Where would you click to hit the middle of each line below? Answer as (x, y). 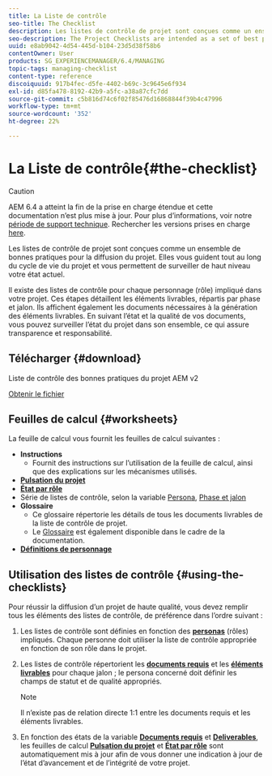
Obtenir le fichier (36, 393)
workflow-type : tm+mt (45, 106)
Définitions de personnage (66, 549)
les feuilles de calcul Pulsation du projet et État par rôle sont (122, 746)
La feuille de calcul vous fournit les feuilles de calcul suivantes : (114, 439)
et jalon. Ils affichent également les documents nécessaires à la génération (133, 307)
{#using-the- (210, 574)
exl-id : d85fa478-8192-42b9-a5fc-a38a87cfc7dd (88, 91)
